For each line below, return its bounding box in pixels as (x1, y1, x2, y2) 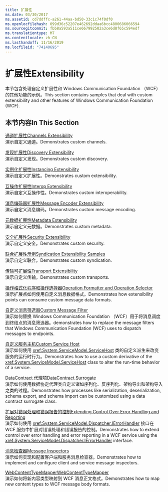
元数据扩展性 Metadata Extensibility (5, 217, 77, 223)
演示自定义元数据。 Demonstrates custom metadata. (5, 224, 112, 230)
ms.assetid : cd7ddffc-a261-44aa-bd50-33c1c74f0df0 (5, 17, 113, 22)
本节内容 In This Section (5, 118, 79, 127)
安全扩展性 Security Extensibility (5, 234, 71, 240)
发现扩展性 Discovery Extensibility (5, 149, 74, 155)
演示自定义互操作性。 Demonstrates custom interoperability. (5, 190, 128, 196)
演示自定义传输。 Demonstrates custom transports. (5, 274, 109, 280)
